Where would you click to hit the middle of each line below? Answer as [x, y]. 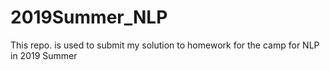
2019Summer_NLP [89, 17]
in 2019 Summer [44, 55]
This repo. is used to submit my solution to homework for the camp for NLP [165, 45]
